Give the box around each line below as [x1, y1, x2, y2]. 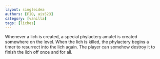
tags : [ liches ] [5, 20, 36, 26]
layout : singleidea [5, 7, 45, 12]
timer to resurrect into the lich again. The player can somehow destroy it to [5, 44, 155, 50]
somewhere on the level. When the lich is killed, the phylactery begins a [5, 39, 149, 45]
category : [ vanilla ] [5, 16, 47, 21]
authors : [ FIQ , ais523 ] [5, 12, 54, 16]
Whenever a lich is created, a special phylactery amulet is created [5, 34, 138, 40]
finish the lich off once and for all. [5, 49, 73, 55]
